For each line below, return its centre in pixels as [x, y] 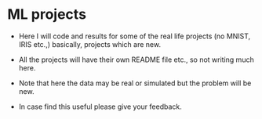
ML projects [47, 14]
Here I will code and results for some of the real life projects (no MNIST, [135, 36]
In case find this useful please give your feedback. [100, 106]
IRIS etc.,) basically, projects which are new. [90, 44]
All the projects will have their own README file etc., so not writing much [136, 59]
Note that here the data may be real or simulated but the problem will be [135, 83]
